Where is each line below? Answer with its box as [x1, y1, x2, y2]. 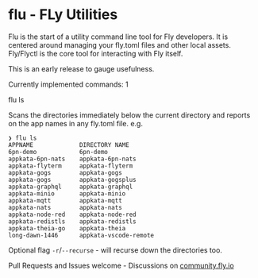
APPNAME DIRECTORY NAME [8, 141, 129, 149]
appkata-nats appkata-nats [8, 203, 123, 211]
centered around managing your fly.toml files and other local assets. [8, 40, 232, 49]
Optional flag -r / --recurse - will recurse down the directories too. [8, 245, 222, 255]
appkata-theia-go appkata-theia [8, 224, 126, 232]
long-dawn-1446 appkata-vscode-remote [8, 231, 155, 239]
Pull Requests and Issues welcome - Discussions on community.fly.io [8, 261, 234, 270]
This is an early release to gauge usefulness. [8, 64, 155, 73]
